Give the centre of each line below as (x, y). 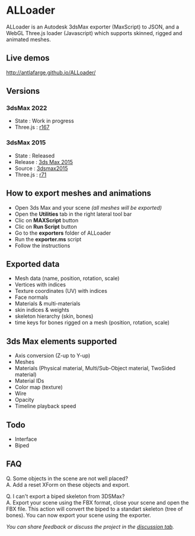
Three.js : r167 (32, 127)
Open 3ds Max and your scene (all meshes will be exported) (88, 207)
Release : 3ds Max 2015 (44, 162)
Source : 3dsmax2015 (41, 168)
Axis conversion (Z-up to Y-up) (52, 356)
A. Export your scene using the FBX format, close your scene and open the (97, 502)
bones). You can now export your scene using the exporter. (79, 515)
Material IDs (29, 381)
